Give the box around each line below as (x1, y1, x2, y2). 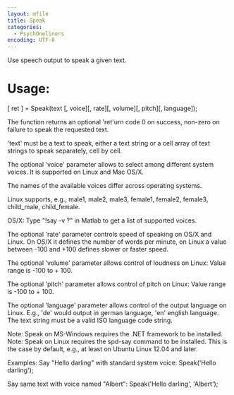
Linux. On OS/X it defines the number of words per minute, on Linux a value (7, 237, 227, 246)
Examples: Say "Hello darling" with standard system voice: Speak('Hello (7, 358, 216, 367)
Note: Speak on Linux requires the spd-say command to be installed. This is (7, 337, 228, 346)
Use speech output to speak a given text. (7, 56, 127, 64)
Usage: (7, 81, 51, 97)
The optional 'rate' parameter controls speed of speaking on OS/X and (7, 230, 212, 239)
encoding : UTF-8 (7, 37, 55, 44)
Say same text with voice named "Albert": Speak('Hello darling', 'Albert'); (7, 379, 218, 389)
